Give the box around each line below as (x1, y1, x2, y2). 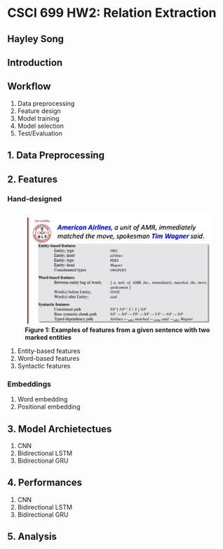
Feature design (17, 107, 62, 115)
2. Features (7, 173, 58, 185)
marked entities (25, 333, 72, 341)
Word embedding (17, 395, 68, 404)
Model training (17, 114, 60, 122)
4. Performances (7, 477, 83, 489)
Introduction (7, 56, 63, 68)
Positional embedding (17, 402, 81, 411)
